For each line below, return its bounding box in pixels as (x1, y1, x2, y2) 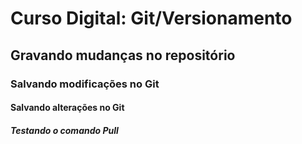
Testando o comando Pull (10, 124, 119, 136)
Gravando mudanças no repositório (10, 47, 236, 64)
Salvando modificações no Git (10, 77, 160, 91)
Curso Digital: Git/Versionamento (10, 7, 293, 30)
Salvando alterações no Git (10, 102, 125, 114)
